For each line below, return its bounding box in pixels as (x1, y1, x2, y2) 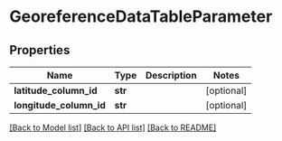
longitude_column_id (14, 99, 106, 111)
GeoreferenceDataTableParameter (9, 6, 273, 27)
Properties (9, 42, 70, 58)
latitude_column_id (14, 84, 98, 97)
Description (145, 70, 197, 81)
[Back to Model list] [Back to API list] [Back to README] (9, 122, 217, 133)
